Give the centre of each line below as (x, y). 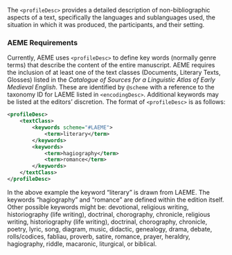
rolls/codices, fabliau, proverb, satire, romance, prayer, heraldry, (99, 236)
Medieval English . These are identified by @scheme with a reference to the (111, 87)
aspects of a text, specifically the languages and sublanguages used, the (111, 17)
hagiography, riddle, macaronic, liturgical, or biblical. (82, 244)
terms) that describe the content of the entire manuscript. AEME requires (111, 65)
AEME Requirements (43, 42)
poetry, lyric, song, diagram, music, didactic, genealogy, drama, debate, (110, 229)
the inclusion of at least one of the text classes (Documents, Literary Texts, (114, 73)
